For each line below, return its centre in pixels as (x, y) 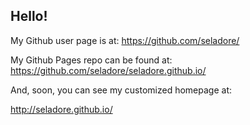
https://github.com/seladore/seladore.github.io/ (108, 70)
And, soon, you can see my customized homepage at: (121, 90)
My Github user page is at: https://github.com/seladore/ (125, 40)
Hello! (29, 16)
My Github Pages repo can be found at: (91, 60)
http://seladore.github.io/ (61, 109)
